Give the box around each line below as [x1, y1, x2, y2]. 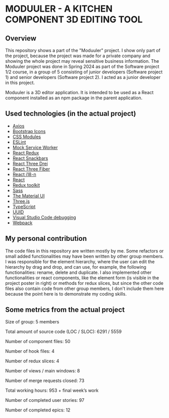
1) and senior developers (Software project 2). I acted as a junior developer [5, 74, 161, 80]
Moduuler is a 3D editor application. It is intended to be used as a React [5, 90, 154, 95]
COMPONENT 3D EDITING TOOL [5, 14, 143, 25]
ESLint [12, 139, 26, 145]
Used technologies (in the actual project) [5, 109, 136, 118]
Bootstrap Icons [12, 128, 46, 134]
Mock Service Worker [12, 144, 58, 150]
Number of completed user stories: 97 [5, 397, 85, 403]
